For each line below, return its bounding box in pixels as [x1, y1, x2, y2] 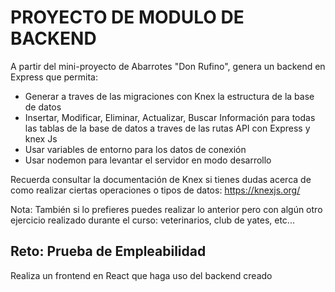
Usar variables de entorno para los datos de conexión [24, 143, 247, 155]
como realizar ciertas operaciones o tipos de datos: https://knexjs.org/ [10, 184, 301, 196]
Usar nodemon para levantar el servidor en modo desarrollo [24, 154, 272, 166]
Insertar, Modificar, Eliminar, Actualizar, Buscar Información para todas [24, 111, 316, 123]
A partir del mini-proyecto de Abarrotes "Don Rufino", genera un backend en [10, 60, 326, 72]
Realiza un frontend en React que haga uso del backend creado [10, 269, 273, 281]
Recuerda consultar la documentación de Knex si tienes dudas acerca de [10, 173, 312, 185]
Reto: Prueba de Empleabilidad [10, 243, 207, 260]
